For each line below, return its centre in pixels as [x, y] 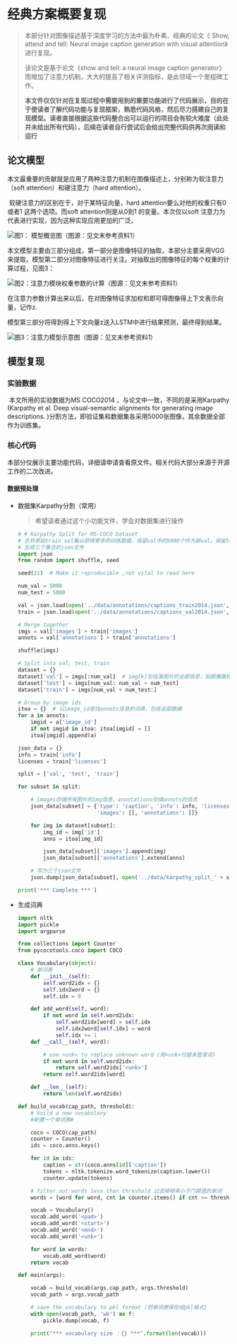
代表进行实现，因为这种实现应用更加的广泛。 [72, 220]
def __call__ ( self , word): [70, 1042]
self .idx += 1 [76, 1035]
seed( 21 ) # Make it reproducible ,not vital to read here [106, 573]
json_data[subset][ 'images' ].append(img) [105, 851]
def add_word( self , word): [70, 1009]
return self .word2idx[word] [84, 1074]
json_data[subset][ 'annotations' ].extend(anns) [114, 858]
